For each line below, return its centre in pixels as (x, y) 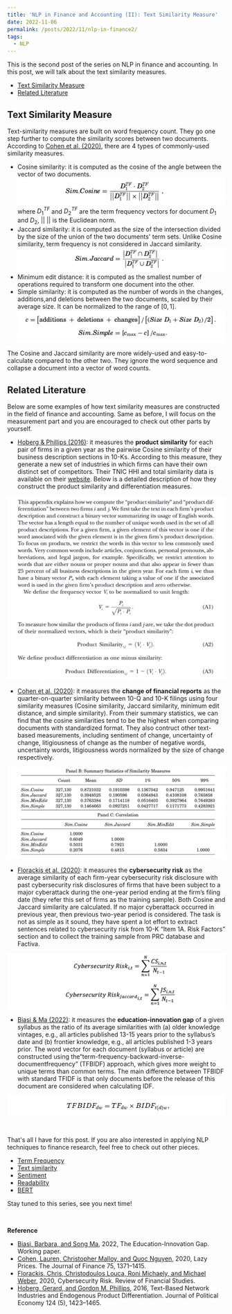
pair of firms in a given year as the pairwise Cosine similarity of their (115, 450)
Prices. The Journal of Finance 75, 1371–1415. (82, 1265)
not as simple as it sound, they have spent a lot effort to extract (107, 922)
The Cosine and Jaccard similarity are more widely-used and (94, 353)
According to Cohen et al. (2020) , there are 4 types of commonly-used (108, 146)
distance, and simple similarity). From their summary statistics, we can (117, 713)
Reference (23, 1230)
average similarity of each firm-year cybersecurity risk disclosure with (117, 878)
